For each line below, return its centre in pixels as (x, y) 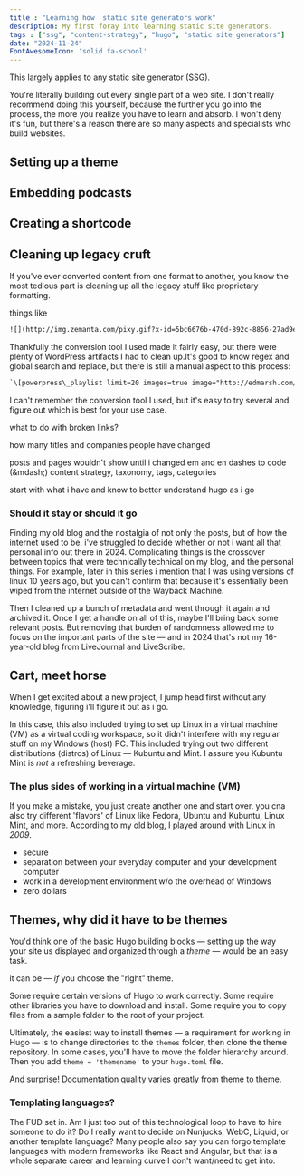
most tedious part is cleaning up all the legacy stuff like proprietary (134, 286)
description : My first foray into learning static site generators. (141, 26)
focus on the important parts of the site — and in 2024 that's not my (137, 637)
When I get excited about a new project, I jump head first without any (138, 697)
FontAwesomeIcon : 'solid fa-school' (78, 52)
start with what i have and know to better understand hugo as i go (132, 490)
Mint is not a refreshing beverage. (72, 762)
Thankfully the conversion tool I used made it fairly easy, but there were (143, 346)
